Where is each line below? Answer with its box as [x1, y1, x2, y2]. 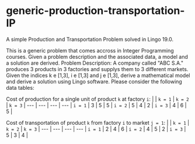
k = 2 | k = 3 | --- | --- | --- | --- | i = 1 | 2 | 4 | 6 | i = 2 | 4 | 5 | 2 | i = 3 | [6, 125, 186, 132]
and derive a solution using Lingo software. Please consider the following [6, 78, 182, 85]
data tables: [6, 84, 34, 91]
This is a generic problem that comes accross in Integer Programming [6, 47, 174, 54]
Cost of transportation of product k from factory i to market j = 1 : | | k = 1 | [6, 119, 190, 126]
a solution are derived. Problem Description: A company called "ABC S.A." [6, 59, 184, 66]
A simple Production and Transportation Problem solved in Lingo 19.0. [6, 36, 174, 43]
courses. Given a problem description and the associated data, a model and [6, 53, 188, 60]
